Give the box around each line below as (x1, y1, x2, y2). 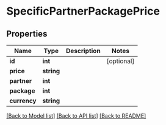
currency (9, 96, 37, 105)
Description (66, 47, 101, 55)
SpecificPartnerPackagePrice (6, 4, 161, 18)
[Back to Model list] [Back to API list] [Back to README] (6, 112, 146, 120)
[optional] (106, 57, 135, 65)
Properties (6, 29, 48, 39)
